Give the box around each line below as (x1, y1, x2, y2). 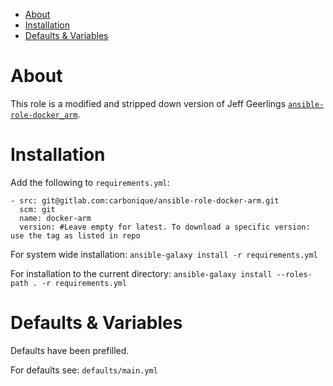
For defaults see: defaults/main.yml (10, 364, 158, 376)
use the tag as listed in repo (10, 230, 141, 241)
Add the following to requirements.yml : (10, 176, 170, 188)
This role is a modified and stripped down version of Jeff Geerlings (10, 97, 287, 109)
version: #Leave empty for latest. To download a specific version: (19, 222, 311, 232)
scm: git (19, 204, 56, 214)
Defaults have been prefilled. (10, 344, 130, 356)
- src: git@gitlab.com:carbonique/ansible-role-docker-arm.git (10, 195, 280, 206)
